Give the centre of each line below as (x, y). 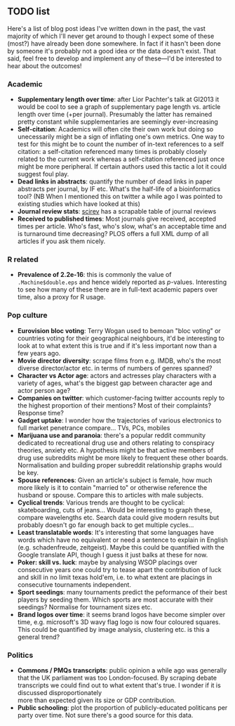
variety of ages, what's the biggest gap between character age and (115, 383)
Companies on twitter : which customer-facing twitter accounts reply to (121, 398)
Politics (20, 655)
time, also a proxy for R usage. (61, 297)
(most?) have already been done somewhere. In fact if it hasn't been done (114, 43)
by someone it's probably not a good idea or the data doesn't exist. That (112, 51)
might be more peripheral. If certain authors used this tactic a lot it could (122, 167)
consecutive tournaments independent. (74, 584)
